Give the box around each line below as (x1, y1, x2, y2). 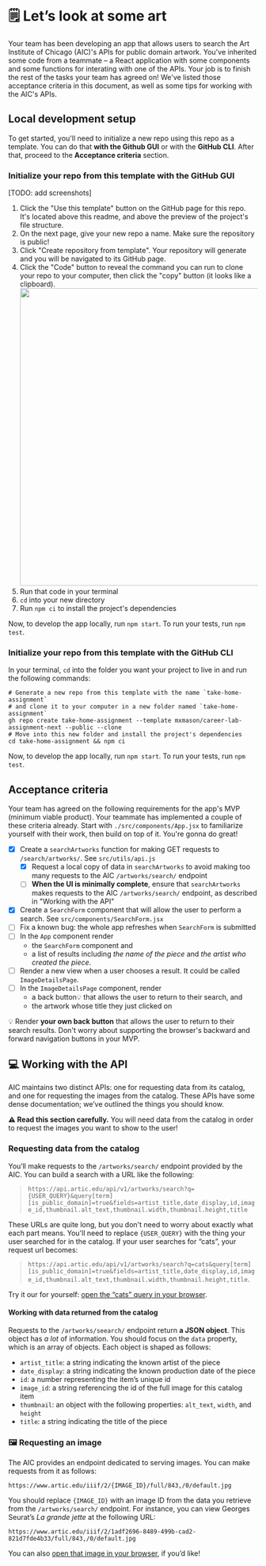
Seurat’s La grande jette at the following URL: (8, 1513, 156, 1522)
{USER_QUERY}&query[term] (27, 1192, 113, 1199)
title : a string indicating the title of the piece (19, 1416, 168, 1426)
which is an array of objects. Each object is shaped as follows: (8, 1342, 211, 1352)
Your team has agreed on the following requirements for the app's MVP (8, 804, 241, 814)
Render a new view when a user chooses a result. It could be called (19, 965, 240, 975)
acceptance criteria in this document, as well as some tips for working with (8, 81, 253, 90)
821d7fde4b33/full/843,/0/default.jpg (8, 1535, 136, 1543)
